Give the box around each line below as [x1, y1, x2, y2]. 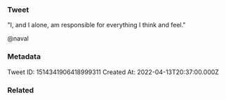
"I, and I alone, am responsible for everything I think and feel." [7, 21, 186, 29]
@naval [7, 34, 29, 43]
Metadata [7, 52, 41, 62]
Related [7, 85, 34, 95]
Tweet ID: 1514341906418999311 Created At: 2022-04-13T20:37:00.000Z [7, 68, 220, 76]
